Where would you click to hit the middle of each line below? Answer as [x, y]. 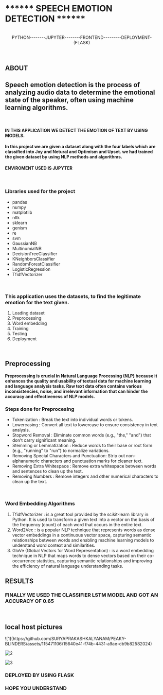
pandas [20, 202]
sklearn [20, 223]
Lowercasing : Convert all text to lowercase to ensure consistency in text [85, 425]
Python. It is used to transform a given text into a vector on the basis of [83, 519]
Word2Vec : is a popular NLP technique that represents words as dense [84, 530]
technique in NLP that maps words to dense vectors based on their [79, 556]
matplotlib [22, 212]
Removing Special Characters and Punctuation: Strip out [68, 456]
